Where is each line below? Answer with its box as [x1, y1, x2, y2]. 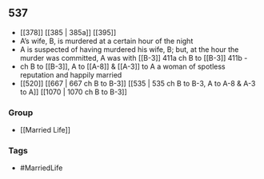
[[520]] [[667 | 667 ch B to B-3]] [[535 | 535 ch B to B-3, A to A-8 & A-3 [19, 78, 256, 88]
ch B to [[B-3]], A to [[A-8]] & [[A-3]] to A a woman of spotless [19, 62, 226, 71]
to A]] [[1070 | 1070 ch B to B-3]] [19, 87, 128, 97]
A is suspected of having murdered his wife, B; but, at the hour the [19, 44, 239, 54]
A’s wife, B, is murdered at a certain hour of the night [19, 36, 194, 46]
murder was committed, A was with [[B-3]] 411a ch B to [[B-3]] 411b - [19, 53, 248, 62]
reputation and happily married [19, 70, 122, 79]
